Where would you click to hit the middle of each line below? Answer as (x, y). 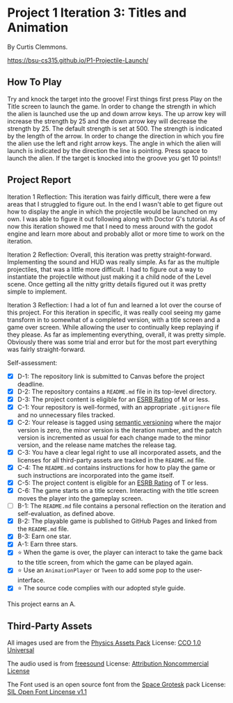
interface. (31, 580)
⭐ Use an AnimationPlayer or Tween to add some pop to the (101, 570)
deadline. (31, 384)
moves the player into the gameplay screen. (80, 499)
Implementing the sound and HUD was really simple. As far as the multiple (113, 261)
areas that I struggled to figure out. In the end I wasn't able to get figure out (115, 204)
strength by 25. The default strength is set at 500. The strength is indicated (115, 128)
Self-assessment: (32, 362)
